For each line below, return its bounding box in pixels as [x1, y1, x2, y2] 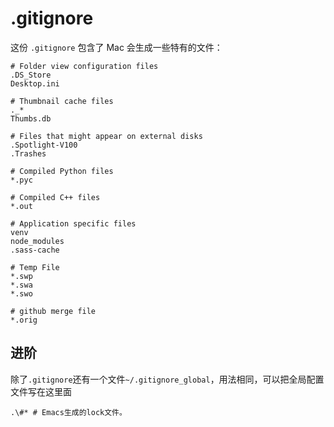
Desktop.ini [10, 78, 60, 89]
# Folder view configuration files [10, 61, 159, 71]
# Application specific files [10, 218, 137, 229]
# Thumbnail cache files [10, 96, 114, 106]
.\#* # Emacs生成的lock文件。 [10, 407, 127, 417]
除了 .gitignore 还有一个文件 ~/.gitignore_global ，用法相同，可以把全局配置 [10, 373, 325, 385]
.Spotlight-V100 [10, 140, 78, 150]
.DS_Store [10, 70, 52, 80]
